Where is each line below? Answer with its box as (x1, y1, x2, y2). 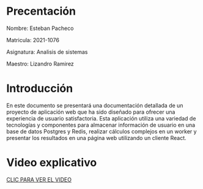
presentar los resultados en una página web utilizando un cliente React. (6, 134, 186, 141)
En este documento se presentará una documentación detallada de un (6, 102, 183, 109)
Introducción (6, 81, 73, 95)
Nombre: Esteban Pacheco (6, 24, 74, 32)
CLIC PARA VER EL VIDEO (6, 176, 72, 183)
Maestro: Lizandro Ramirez (6, 60, 75, 67)
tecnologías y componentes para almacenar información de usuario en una (6, 121, 196, 128)
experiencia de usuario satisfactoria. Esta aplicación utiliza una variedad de (6, 114, 196, 122)
